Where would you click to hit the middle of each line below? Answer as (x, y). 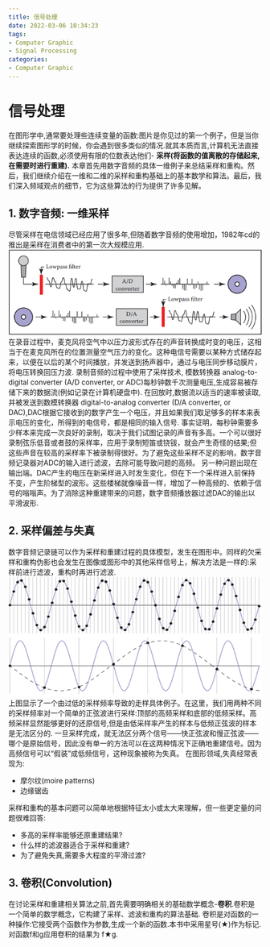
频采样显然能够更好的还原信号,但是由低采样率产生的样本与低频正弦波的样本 (133, 723)
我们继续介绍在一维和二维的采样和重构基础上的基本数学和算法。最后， (138, 175)
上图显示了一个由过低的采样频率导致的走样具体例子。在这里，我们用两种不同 (135, 703)
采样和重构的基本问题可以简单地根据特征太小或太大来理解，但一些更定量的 (131, 808)
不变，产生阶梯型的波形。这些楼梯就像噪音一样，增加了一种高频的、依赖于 (131, 483)
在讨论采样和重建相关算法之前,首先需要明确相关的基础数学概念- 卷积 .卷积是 (132, 903)
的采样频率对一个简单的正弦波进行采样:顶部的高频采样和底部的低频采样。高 (133, 712)
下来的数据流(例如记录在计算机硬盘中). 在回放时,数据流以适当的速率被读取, (138, 393)
